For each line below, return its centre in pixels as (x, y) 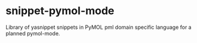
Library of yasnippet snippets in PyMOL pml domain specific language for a (99, 27)
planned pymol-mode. (33, 33)
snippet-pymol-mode (60, 11)
